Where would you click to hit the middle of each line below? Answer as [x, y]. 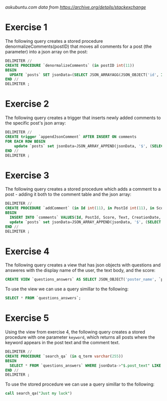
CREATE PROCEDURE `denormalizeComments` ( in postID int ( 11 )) [70, 65]
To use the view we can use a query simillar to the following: [67, 289]
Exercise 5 [27, 318]
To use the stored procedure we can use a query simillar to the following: [80, 384]
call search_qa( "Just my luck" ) [39, 394]
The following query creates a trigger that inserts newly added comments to [83, 118]
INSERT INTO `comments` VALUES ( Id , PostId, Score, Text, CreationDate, [85, 217]
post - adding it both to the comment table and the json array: [68, 194]
